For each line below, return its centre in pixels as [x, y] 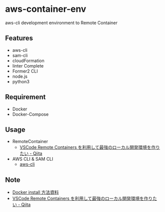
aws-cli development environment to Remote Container [61, 23]
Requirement [25, 97]
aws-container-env [46, 9]
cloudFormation [28, 61]
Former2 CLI [25, 71]
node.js [20, 76]
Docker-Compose [30, 114]
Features [19, 38]
